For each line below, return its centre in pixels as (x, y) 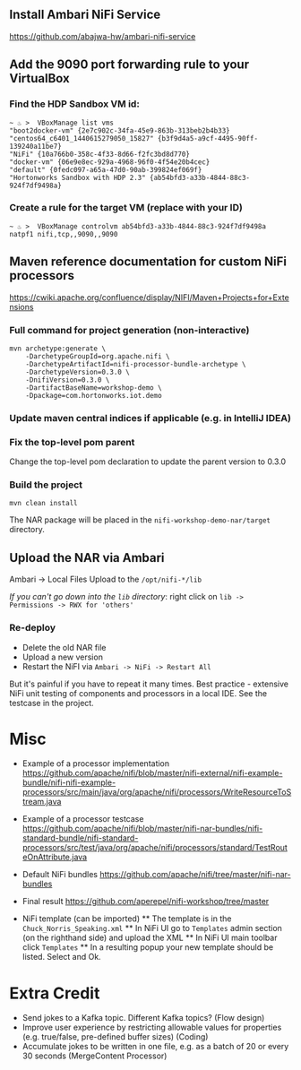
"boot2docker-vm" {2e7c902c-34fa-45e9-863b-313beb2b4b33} (120, 130)
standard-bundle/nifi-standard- (80, 838)
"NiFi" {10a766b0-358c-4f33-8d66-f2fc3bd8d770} (100, 154)
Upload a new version (62, 657)
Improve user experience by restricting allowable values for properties (152, 1027)
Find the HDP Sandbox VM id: (75, 104)
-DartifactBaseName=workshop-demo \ (94, 388)
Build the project (46, 485)
